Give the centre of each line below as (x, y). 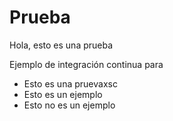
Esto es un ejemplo (63, 94)
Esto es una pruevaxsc (70, 83)
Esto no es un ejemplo (69, 105)
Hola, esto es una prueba (61, 45)
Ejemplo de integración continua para (86, 64)
